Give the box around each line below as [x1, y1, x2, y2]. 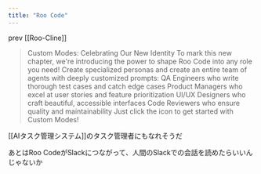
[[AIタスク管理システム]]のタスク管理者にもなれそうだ [8, 131, 183, 140]
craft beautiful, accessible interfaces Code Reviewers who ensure [27, 98, 241, 107]
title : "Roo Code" [8, 11, 68, 20]
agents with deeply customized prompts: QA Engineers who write [27, 73, 239, 82]
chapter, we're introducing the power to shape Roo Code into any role [27, 56, 252, 66]
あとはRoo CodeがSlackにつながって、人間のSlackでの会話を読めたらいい [8, 147, 247, 157]
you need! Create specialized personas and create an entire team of [27, 64, 248, 74]
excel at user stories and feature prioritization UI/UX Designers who [27, 89, 246, 99]
